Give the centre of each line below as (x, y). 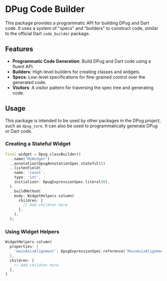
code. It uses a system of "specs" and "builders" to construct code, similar (82, 28)
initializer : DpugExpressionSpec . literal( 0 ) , (62, 182)
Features (19, 49)
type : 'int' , (28, 178)
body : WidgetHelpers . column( (44, 196)
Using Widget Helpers (32, 231)
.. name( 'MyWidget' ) (30, 159)
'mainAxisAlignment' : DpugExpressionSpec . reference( (70, 251)
